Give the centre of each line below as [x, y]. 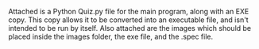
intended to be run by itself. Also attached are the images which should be [130, 28]
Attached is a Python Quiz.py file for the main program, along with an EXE [129, 11]
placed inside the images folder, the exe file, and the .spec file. [110, 36]
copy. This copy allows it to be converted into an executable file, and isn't [128, 20]
